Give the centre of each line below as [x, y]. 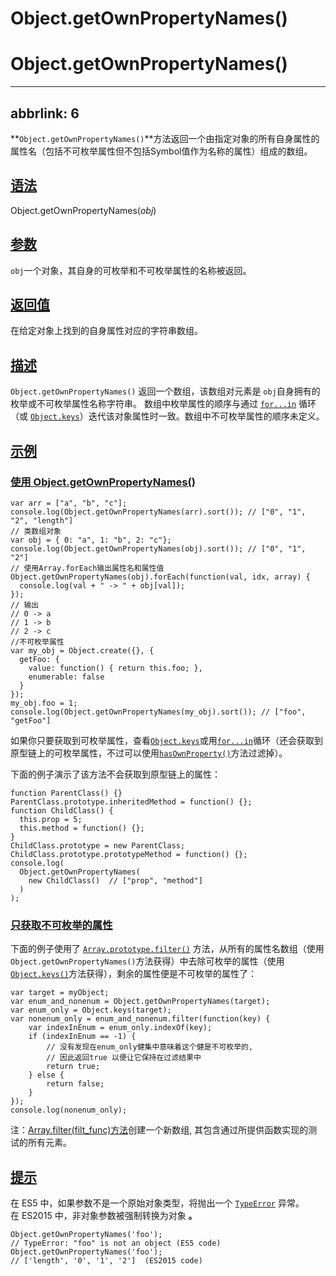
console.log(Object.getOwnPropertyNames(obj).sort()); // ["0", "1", [158, 548]
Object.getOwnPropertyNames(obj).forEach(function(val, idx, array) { [160, 577]
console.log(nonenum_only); [69, 1110]
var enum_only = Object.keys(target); [91, 1010]
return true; [73, 1067]
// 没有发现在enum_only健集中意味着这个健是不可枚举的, [150, 1047]
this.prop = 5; [51, 819]
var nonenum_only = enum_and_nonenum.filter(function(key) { [140, 1019]
